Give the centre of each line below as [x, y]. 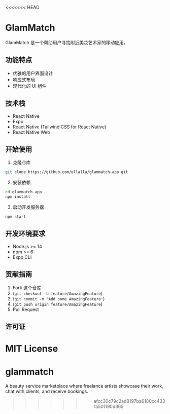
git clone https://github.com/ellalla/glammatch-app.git [67, 172]
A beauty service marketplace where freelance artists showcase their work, [84, 386]
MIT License [32, 349]
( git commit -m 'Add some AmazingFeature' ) [59, 298]
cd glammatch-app [24, 192]
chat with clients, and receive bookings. [47, 391]
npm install [18, 197]
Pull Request [26, 309]
